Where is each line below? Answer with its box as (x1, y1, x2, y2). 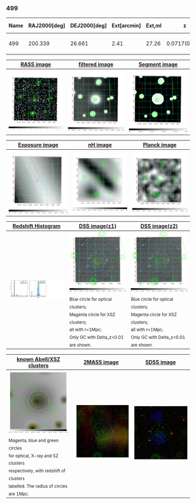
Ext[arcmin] (111, 22, 141, 29)
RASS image (20, 61, 51, 68)
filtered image (78, 61, 114, 68)
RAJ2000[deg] (28, 22, 65, 29)
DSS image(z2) (140, 222, 178, 229)
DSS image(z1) (79, 222, 117, 229)
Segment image (138, 61, 178, 68)
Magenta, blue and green (8, 437, 59, 443)
